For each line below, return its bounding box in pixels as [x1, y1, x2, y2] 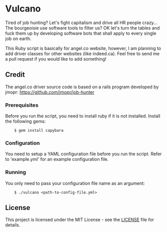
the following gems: [5, 118, 46, 124]
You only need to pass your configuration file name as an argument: [5, 180, 145, 186]
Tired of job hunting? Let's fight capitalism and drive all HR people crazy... [5, 20, 157, 26]
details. [5, 222, 20, 228]
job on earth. [5, 36, 31, 42]
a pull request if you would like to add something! [5, 56, 106, 62]
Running [5, 169, 26, 176]
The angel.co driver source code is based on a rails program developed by [5, 84, 159, 90]
